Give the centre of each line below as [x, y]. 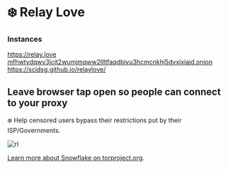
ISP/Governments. [34, 131]
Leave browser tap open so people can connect [114, 92]
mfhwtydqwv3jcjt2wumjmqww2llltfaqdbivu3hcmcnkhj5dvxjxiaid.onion [110, 62]
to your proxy [38, 103]
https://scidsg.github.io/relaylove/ [57, 69]
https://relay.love [32, 54]
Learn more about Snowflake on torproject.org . [76, 158]
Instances [25, 40]
